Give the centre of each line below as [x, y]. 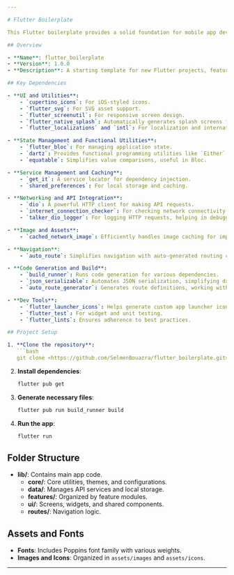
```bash [28, 352]
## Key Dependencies [37, 83]
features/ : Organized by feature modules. [87, 497]
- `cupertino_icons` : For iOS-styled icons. [85, 102]
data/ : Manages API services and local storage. [96, 489]
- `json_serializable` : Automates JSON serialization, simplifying [119, 282]
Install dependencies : [49, 371]
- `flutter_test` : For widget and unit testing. [92, 313]
